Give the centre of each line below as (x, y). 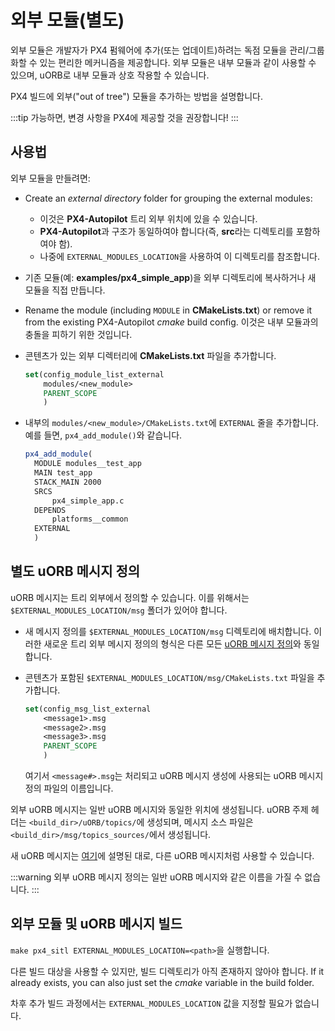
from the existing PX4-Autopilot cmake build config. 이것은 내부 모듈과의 (171, 322)
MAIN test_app (63, 473)
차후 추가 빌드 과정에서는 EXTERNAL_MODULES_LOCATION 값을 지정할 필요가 (151, 1003)
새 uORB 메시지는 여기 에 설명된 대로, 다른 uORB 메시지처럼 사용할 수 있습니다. (162, 856)
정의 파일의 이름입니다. (69, 788)
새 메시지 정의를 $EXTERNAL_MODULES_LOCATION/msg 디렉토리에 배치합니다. (168, 631)
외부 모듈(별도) (67, 20)
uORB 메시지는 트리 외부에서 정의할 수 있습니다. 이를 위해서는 (130, 597)
